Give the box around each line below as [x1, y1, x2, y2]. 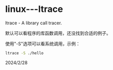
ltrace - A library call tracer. [5, 20, 62, 26]
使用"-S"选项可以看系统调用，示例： [5, 41, 80, 47]
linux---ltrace [5, 3, 63, 15]
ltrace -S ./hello [5, 51, 44, 56]
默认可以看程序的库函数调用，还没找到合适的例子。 [5, 30, 111, 36]
